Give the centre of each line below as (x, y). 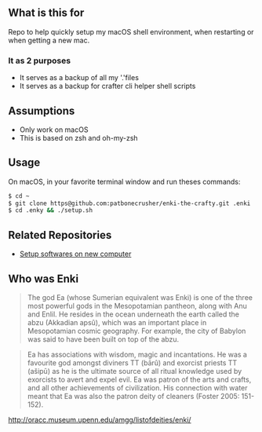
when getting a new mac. (49, 40)
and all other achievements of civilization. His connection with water (138, 387)
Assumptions (42, 110)
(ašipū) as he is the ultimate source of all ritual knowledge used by (135, 371)
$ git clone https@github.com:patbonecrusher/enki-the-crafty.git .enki (129, 203)
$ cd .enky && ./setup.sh (50, 211)
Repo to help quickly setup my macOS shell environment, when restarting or (131, 31)
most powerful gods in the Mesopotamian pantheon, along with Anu (137, 306)
